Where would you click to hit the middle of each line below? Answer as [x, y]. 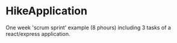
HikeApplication [47, 11]
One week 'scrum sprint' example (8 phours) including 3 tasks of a [88, 27]
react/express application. [38, 33]
